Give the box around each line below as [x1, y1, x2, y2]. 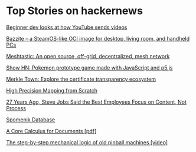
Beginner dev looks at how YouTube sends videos [6, 24, 128, 31]
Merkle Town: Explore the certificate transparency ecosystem [6, 75, 156, 82]
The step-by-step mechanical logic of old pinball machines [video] [6, 138, 168, 146]
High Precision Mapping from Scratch [6, 87, 97, 94]
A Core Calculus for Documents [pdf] [6, 127, 97, 134]
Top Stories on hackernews [6, 4, 143, 18]
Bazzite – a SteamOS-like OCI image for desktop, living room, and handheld [6, 35, 190, 42]
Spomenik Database [6, 116, 55, 123]
